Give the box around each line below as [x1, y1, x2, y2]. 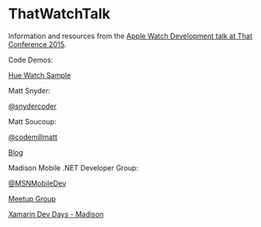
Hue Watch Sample [8, 70, 72, 80]
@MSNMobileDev [8, 178, 67, 188]
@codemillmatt [8, 132, 58, 142]
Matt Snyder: [8, 85, 51, 96]
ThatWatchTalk [8, 5, 111, 23]
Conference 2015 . [8, 39, 67, 49]
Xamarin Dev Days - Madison [8, 209, 104, 219]
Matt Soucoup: [8, 116, 57, 126]
